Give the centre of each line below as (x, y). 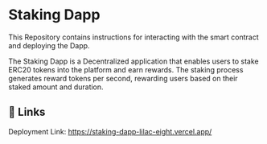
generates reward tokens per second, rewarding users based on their (123, 78)
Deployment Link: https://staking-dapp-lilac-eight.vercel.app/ (110, 131)
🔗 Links (27, 112)
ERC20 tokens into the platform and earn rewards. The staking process (126, 69)
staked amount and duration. (56, 87)
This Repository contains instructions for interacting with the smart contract (133, 37)
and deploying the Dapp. (49, 45)
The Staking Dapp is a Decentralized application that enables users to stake (133, 61)
